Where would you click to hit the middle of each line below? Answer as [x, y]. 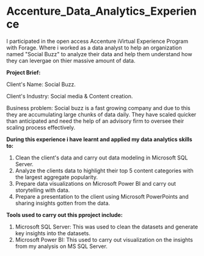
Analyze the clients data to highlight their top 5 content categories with [104, 170]
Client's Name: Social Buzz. [41, 84]
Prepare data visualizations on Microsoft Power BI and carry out [95, 183]
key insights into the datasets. [53, 233]
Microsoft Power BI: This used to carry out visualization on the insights [104, 240]
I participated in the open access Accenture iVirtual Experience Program [97, 41]
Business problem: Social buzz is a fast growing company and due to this [98, 108]
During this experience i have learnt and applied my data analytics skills [99, 139]
